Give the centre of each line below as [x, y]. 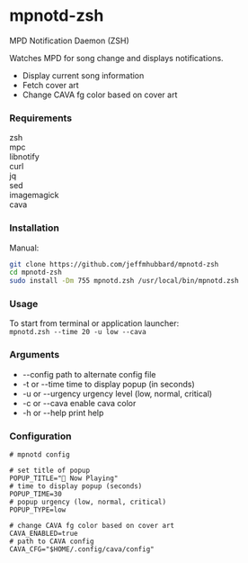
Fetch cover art [50, 85]
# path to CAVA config [52, 541]
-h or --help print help [63, 413]
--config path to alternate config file [89, 374]
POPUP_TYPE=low [38, 510]
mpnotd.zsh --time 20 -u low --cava [78, 332]
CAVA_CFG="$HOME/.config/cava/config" [82, 549]
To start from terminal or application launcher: [94, 323]
